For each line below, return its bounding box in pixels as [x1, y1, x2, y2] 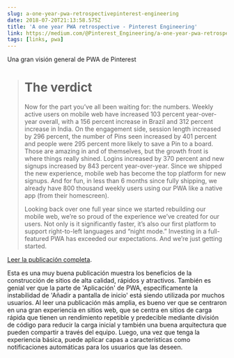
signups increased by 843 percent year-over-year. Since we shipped [24, 162, 222, 171]
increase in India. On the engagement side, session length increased [24, 125, 221, 133]
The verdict [24, 79, 93, 95]
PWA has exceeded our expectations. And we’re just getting [50, 235, 223, 243]
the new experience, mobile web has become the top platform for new [24, 169, 226, 178]
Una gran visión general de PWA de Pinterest [7, 55, 136, 63]
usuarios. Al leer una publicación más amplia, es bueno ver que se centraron [7, 299, 227, 307]
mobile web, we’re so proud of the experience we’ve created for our [24, 212, 220, 221]
